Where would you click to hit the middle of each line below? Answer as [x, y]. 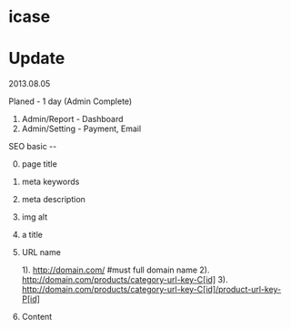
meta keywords [50, 182]
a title [32, 235]
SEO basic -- [33, 147]
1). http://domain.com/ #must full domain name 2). [115, 270]
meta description [53, 200]
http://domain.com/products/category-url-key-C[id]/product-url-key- [151, 290]
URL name [41, 252]
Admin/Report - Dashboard [72, 119]
